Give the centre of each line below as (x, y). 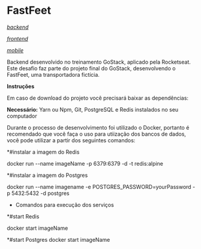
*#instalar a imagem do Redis (43, 152)
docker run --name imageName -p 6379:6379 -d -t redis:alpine (85, 163)
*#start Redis (23, 216)
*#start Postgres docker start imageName (58, 239)
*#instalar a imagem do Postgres (47, 175)
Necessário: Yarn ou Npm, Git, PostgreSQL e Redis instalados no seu (93, 109)
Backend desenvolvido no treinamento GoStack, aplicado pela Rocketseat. (99, 62)
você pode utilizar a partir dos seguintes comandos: (71, 140)
